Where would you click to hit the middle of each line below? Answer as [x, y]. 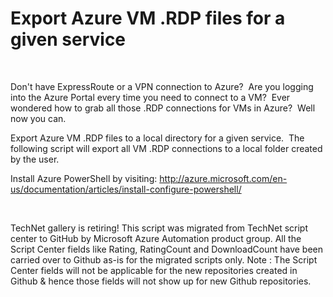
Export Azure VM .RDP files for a [148, 18]
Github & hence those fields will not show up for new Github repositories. [161, 281]
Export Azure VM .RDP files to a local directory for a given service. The [157, 138]
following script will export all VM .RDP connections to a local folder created [166, 148]
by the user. [35, 159]
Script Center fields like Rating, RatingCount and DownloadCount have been [166, 249]
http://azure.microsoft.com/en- [223, 178]
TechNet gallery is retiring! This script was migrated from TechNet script [159, 228]
